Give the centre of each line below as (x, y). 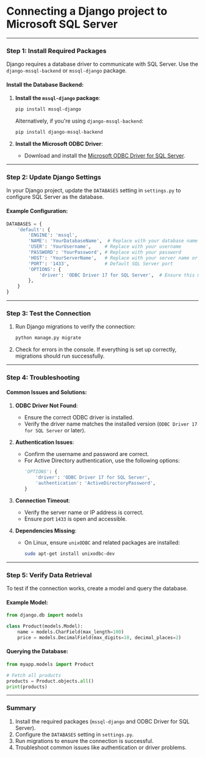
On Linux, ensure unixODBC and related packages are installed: (102, 542)
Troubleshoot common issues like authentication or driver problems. (101, 747)
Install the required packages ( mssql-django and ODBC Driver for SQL (103, 721)
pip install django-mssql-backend (59, 132)
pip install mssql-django (48, 109)
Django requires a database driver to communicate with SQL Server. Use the (102, 64)
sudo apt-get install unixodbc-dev (69, 554)
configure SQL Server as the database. (55, 197)
